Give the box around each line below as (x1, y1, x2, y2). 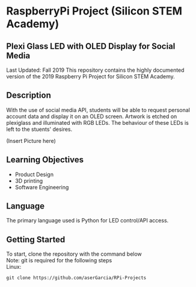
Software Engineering (14, 183, 69, 191)
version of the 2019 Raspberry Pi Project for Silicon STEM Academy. (6, 73, 176, 80)
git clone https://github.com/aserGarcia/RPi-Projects (6, 275, 147, 281)
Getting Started (6, 234, 66, 245)
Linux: (6, 263, 22, 271)
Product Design (14, 171, 54, 178)
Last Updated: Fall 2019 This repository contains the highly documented (6, 66, 185, 74)
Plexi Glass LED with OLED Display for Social (6, 41, 176, 51)
